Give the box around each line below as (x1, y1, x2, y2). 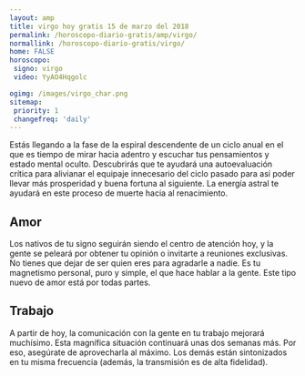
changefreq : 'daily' (13, 115, 92, 124)
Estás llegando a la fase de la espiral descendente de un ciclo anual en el (9, 139, 284, 150)
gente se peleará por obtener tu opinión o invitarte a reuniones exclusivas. (9, 248, 289, 259)
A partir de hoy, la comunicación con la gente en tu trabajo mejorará (9, 327, 265, 338)
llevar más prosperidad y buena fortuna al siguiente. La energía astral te (9, 178, 280, 189)
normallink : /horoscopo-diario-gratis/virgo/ (9, 38, 185, 48)
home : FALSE (9, 47, 55, 56)
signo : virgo (13, 65, 64, 74)
